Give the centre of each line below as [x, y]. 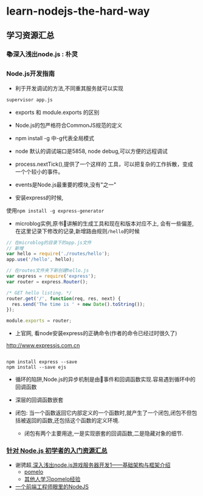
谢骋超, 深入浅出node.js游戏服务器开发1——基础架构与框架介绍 [93, 465]
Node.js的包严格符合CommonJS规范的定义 [69, 125]
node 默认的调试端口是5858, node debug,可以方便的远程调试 [91, 151]
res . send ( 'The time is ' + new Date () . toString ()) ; [79, 304]
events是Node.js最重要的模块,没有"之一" [66, 185]
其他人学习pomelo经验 [52, 479]
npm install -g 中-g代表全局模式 [55, 138]
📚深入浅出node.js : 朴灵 [42, 54]
